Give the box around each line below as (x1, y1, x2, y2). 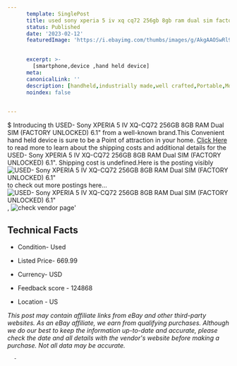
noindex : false (25, 89, 71, 96)
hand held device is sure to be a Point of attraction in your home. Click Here (7, 136, 228, 145)
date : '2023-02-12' (25, 30, 83, 37)
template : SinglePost (25, 10, 90, 18)
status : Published (25, 23, 80, 30)
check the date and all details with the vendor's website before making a (7, 333, 220, 342)
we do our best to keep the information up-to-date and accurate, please (7, 326, 218, 334)
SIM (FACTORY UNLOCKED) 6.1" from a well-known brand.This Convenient (7, 129, 225, 137)
